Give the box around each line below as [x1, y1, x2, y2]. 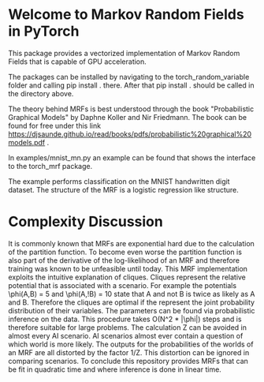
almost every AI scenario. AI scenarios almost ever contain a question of [8, 331, 244, 340]
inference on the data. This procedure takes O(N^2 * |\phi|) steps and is [8, 314, 242, 324]
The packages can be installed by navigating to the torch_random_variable [8, 72, 250, 81]
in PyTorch [8, 22, 80, 40]
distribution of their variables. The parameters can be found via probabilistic [8, 305, 255, 315]
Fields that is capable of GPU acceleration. [8, 57, 147, 66]
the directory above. [8, 88, 74, 98]
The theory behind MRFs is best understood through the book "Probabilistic [8, 104, 255, 114]
